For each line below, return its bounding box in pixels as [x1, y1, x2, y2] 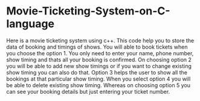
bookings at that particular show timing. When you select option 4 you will [6, 75, 191, 82]
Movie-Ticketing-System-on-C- [6, 4, 170, 18]
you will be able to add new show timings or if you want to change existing [6, 62, 192, 70]
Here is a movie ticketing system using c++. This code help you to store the [6, 37, 195, 44]
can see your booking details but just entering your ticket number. [6, 88, 170, 95]
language [6, 17, 55, 31]
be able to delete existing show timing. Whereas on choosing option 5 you [6, 81, 190, 88]
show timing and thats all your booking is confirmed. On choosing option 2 [6, 56, 192, 63]
